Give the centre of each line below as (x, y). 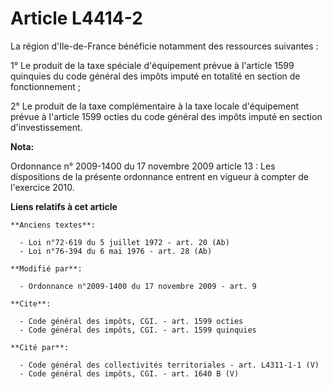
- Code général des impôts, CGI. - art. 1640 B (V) (129, 373)
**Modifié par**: (46, 268)
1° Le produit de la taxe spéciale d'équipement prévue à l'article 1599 (152, 65)
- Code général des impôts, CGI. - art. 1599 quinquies (138, 330)
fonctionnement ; (45, 86)
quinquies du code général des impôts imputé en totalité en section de (155, 76)
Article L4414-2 (76, 18)
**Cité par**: (40, 347)
